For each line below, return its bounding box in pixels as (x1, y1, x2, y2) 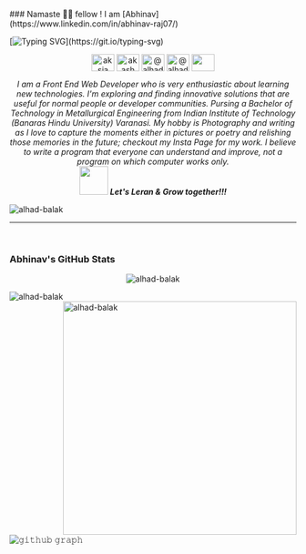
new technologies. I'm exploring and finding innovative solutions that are (16, 88, 290, 99)
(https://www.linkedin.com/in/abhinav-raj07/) (9, 18, 179, 29)
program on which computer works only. (76, 156, 229, 167)
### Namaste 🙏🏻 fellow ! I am (9, 9, 121, 19)
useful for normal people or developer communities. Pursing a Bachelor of (13, 98, 293, 108)
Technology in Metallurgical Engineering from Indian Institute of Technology (10, 108, 296, 118)
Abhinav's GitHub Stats (9, 252, 116, 265)
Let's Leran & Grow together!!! (109, 187, 228, 197)
